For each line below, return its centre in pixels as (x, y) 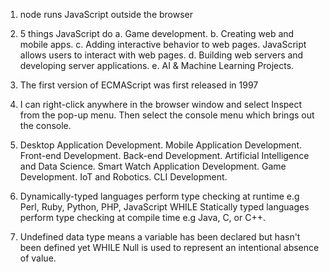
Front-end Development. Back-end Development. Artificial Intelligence (164, 155)
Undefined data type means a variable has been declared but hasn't (160, 237)
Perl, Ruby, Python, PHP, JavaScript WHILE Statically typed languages (164, 207)
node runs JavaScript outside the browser (106, 14)
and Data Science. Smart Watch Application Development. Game (153, 166)
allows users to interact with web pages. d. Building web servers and (161, 55)
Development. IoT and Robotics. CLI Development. (123, 177)
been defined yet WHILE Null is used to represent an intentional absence (169, 247)
